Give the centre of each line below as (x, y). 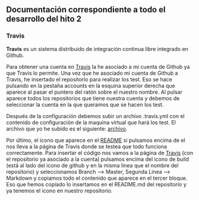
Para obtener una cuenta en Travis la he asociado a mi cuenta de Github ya (98, 66)
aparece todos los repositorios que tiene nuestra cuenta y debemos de (93, 98)
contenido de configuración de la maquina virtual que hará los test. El (91, 122)
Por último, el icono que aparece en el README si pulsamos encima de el (96, 140)
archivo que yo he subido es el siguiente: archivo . (67, 128)
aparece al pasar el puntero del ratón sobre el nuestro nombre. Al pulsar (94, 92)
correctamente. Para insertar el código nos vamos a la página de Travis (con (100, 153)
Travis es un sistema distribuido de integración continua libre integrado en (97, 49)
